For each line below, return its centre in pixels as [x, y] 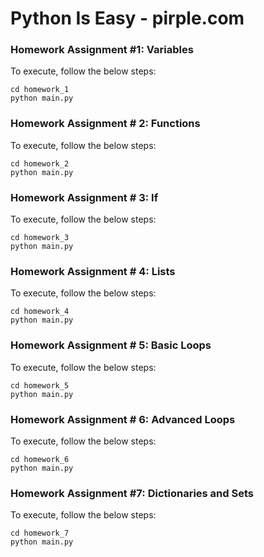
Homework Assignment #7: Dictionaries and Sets [132, 493]
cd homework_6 [40, 459]
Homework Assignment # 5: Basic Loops [111, 345]
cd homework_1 [40, 90]
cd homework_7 [40, 533]
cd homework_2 [40, 163]
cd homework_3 [40, 238]
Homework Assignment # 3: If [84, 197]
